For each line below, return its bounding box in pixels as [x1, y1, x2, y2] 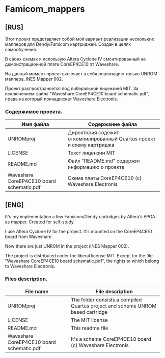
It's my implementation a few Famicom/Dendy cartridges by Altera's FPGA [5, 214, 156, 220]
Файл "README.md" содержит [68, 157, 141, 164]
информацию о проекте [68, 164, 125, 171]
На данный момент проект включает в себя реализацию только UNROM [5, 71, 158, 77]
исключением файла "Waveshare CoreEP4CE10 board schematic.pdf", [5, 91, 150, 96]
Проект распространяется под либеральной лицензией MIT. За [5, 86, 138, 91]
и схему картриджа [68, 142, 114, 149]
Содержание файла [88, 121, 137, 128]
